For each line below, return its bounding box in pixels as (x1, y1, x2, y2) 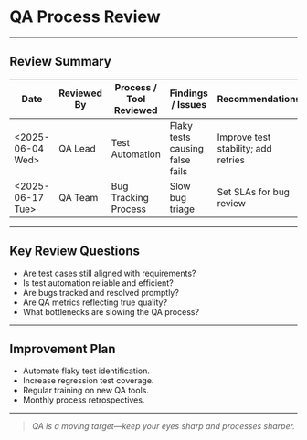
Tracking (111, 191, 149, 204)
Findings (169, 87, 208, 100)
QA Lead (58, 141, 96, 154)
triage (169, 203, 195, 215)
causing (169, 141, 204, 154)
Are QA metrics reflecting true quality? (22, 297, 167, 308)
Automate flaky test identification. (22, 365, 151, 376)
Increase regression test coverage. (22, 375, 154, 386)
